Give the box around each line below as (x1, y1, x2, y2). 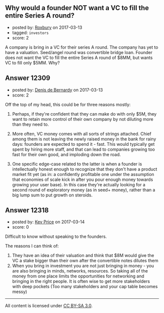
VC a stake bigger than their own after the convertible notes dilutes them (12, 258, 159, 264)
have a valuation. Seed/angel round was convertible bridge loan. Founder (5, 49, 153, 55)
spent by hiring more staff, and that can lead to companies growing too (12, 146, 155, 152)
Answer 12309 (5, 74, 50, 82)
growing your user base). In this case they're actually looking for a (12, 181, 145, 187)
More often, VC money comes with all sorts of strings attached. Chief (12, 131, 151, 137)
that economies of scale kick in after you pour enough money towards (12, 176, 153, 182)
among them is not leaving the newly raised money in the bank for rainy (12, 136, 156, 142)
